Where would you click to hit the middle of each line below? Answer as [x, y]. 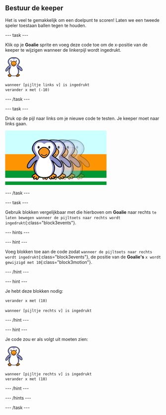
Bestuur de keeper [34, 8]
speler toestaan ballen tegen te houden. [46, 25]
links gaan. [16, 123]
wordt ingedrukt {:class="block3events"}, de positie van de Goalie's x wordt [83, 257]
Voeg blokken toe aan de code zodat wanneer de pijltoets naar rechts [79, 251]
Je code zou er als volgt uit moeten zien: [47, 339]
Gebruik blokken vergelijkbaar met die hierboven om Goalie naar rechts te [81, 212]
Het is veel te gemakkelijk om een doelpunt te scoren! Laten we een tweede [82, 20]
